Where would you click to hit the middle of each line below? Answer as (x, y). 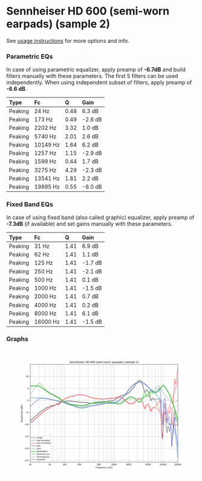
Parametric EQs (30, 56)
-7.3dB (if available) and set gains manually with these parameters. (90, 224)
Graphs (17, 339)
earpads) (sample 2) (58, 24)
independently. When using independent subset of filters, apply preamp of (99, 82)
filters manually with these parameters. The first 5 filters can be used (92, 76)
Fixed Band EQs (30, 204)
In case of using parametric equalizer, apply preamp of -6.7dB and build (96, 70)
